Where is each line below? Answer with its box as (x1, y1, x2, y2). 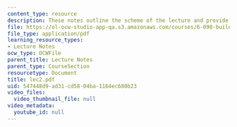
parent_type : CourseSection (7, 63, 90, 70)
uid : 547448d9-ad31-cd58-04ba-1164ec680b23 (7, 83, 138, 90)
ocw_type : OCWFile (7, 50, 61, 57)
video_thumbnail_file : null (13, 96, 97, 103)
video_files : (7, 89, 46, 96)
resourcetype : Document (7, 69, 78, 76)
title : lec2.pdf (7, 75, 55, 83)
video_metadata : (7, 102, 55, 109)
